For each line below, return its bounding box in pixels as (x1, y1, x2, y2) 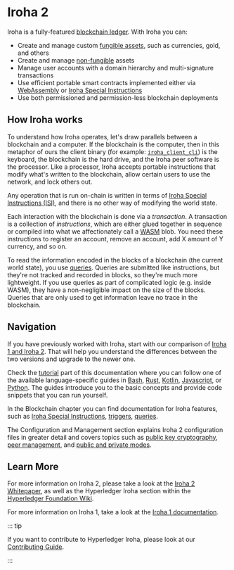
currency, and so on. (7, 242, 67, 251)
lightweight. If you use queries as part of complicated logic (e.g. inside (7, 278, 212, 286)
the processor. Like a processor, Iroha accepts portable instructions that (7, 163, 216, 171)
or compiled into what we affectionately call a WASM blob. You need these (7, 227, 223, 236)
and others (17, 49, 49, 57)
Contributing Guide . (7, 543, 65, 551)
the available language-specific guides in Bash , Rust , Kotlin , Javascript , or (7, 376, 222, 384)
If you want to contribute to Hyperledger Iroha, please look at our (7, 536, 195, 544)
